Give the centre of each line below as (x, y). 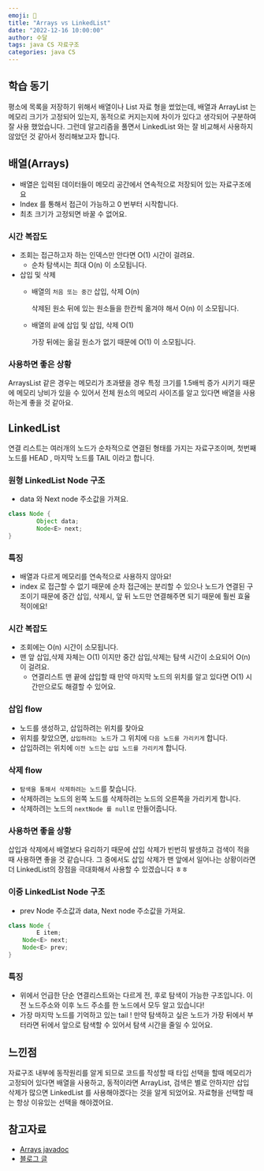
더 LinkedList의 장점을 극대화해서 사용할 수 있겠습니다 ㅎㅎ (98, 869)
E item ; (49, 933)
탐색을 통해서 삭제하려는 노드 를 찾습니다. (78, 789)
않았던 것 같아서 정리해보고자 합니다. (64, 136)
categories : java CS (42, 52)
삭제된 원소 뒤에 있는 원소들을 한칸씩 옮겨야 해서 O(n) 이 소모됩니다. (135, 308)
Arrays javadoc (44, 1149)
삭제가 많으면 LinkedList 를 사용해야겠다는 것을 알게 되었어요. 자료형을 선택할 (126, 1093)
